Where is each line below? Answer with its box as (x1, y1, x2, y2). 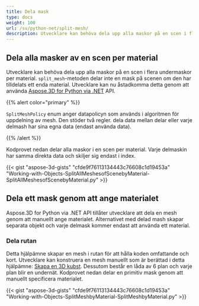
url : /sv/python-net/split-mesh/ (6, 25, 89, 31)
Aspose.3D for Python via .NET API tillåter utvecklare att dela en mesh (6, 209, 177, 216)
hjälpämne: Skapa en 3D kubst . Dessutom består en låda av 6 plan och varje (6, 263, 192, 270)
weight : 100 (6, 20, 36, 26)
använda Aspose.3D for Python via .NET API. (6, 87, 115, 94)
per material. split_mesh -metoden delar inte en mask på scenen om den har (6, 75, 191, 82)
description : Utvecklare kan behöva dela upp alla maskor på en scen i (6, 31, 187, 37)
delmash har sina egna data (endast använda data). (6, 123, 131, 130)
